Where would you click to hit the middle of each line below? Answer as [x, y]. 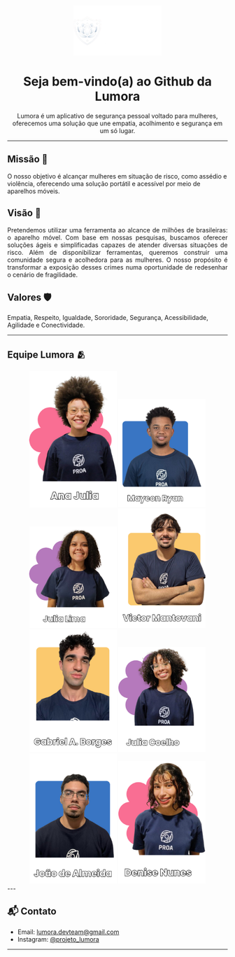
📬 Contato [32, 911]
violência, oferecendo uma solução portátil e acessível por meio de [104, 183]
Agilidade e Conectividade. [46, 325]
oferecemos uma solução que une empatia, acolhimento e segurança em [117, 123]
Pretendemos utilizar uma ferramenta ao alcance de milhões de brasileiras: [117, 230]
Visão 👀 [24, 213]
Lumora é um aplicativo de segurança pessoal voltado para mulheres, [117, 116]
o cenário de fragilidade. [43, 274]
